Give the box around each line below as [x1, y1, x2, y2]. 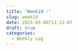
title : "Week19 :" [6, 8, 51, 15]
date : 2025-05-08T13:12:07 [6, 19, 73, 25]
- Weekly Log [11, 36, 44, 42]
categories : [6, 30, 35, 36]
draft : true [6, 25, 35, 31]
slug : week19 [6, 14, 38, 20]
